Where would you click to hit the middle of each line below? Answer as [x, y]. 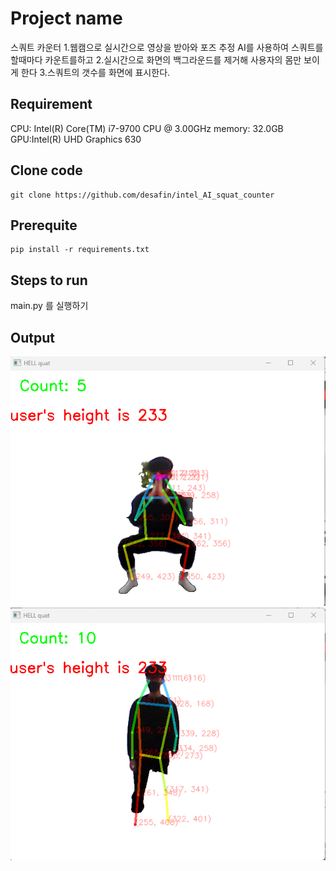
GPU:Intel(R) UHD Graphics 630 [76, 139]
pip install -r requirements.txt [80, 250]
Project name [66, 18]
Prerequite [44, 225]
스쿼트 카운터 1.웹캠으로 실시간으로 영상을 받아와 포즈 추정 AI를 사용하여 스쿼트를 [167, 47]
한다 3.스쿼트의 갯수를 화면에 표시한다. [95, 72]
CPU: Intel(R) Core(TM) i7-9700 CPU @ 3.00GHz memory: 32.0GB [147, 128]
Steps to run [49, 280]
